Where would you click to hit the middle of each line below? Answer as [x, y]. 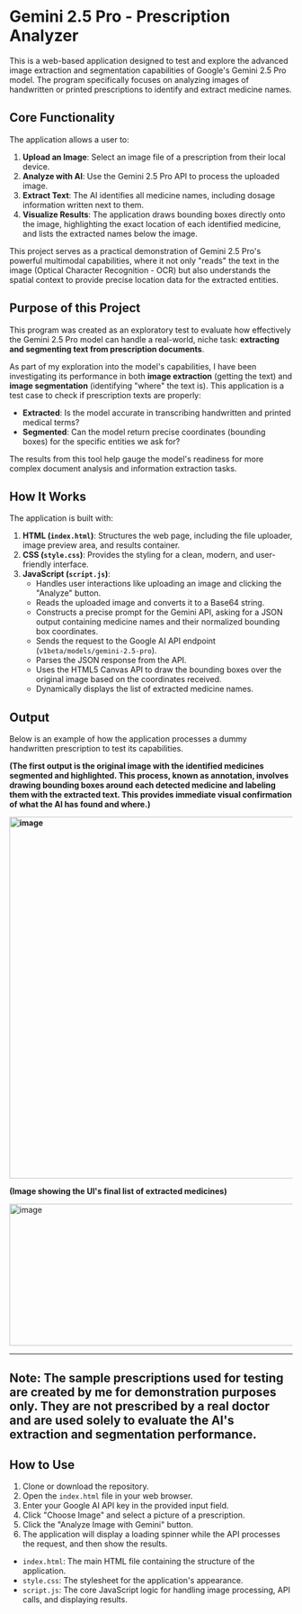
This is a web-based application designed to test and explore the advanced [149, 60]
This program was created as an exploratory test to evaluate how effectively [150, 330]
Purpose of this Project [75, 308]
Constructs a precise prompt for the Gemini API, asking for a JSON [159, 612]
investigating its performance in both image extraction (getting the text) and [151, 376]
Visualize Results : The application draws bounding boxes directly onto [154, 214]
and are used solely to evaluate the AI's [122, 1420]
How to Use [42, 1465]
